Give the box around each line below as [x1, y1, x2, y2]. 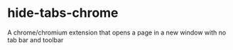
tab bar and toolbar [7, 35, 64, 44]
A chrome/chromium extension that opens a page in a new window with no [7, 28, 227, 37]
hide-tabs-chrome [7, 5, 119, 21]
